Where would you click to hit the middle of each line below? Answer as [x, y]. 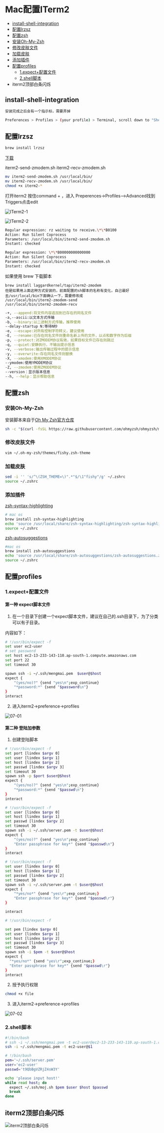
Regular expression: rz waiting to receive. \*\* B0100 [61, 230]
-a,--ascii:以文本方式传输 [30, 317]
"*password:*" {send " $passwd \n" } [49, 790]
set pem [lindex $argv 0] [31, 929]
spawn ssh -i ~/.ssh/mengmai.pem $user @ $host [53, 673]
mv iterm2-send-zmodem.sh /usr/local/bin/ [49, 177]
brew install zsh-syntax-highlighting [44, 519]
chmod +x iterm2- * [24, 186]
